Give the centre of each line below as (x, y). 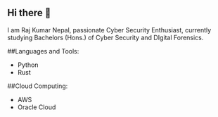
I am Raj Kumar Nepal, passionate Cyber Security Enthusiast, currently (109, 30)
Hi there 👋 (29, 13)
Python (28, 65)
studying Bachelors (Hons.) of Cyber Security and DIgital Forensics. (105, 37)
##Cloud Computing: (38, 86)
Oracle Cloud (37, 107)
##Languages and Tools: (43, 51)
